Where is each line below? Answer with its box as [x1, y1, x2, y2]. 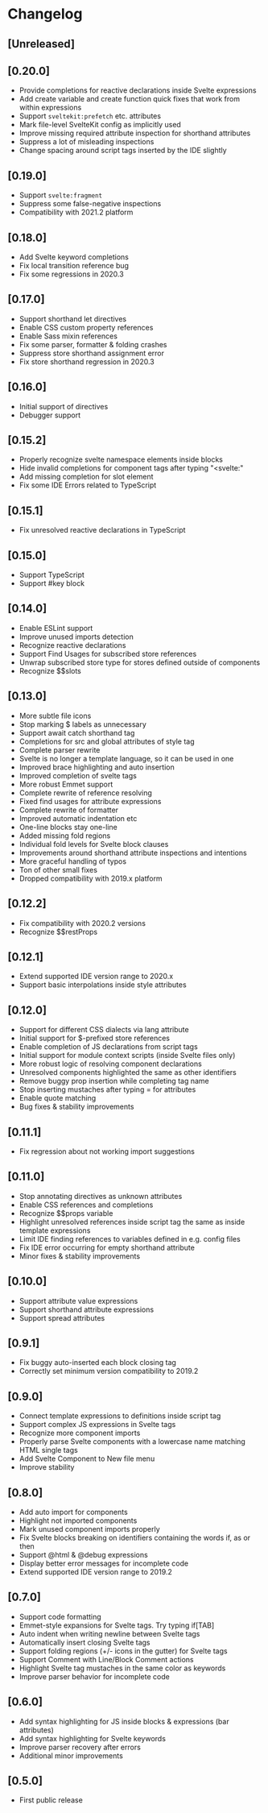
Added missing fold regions [19, 831, 111, 840]
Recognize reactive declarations [19, 640, 126, 649]
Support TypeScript [19, 570, 85, 580]
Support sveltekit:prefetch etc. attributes [19, 111, 162, 121]
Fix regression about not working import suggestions [19, 1146, 195, 1156]
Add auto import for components [19, 1508, 128, 1517]
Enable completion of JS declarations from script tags [19, 1042, 198, 1052]
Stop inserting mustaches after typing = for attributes [19, 1085, 196, 1094]
